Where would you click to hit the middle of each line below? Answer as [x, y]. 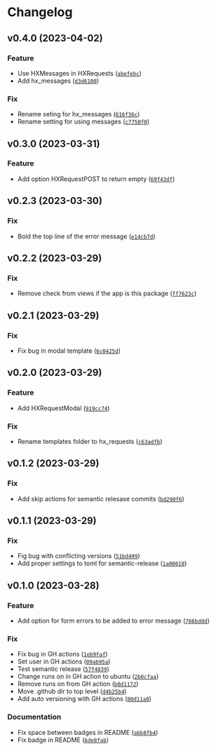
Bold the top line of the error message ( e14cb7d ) [86, 236]
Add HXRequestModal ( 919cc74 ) [63, 408]
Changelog [40, 12]
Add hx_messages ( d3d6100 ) [58, 81]
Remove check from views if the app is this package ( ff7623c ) [107, 293]
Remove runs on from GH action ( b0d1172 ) [78, 684]
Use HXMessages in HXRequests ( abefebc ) [80, 73]
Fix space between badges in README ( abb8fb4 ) [88, 732]
